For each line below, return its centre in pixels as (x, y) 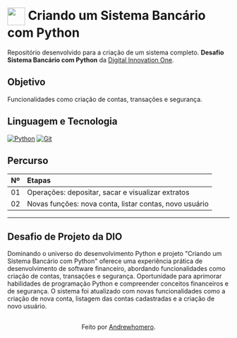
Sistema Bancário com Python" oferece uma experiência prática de (105, 261)
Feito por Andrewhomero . (119, 327)
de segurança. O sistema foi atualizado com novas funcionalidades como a (116, 291)
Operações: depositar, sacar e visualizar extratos (108, 192)
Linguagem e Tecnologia (62, 121)
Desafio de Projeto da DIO (65, 237)
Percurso (28, 160)
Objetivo (26, 82)
